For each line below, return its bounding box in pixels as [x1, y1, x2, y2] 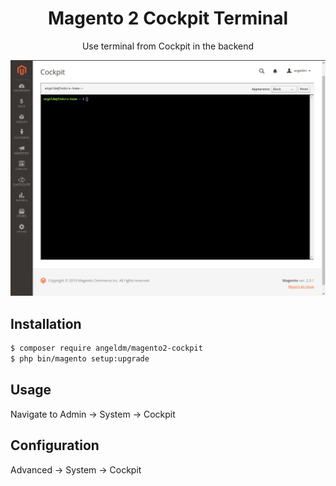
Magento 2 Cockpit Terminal [47, 7, 289, 30]
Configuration [10, 437, 100, 454]
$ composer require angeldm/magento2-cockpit [10, 343, 203, 354]
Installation [10, 315, 82, 332]
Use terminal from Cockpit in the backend [81, 40, 255, 52]
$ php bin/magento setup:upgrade [10, 354, 150, 364]
